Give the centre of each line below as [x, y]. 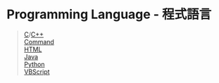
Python [34, 64]
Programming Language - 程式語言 [109, 14]
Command [39, 41]
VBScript [37, 72]
